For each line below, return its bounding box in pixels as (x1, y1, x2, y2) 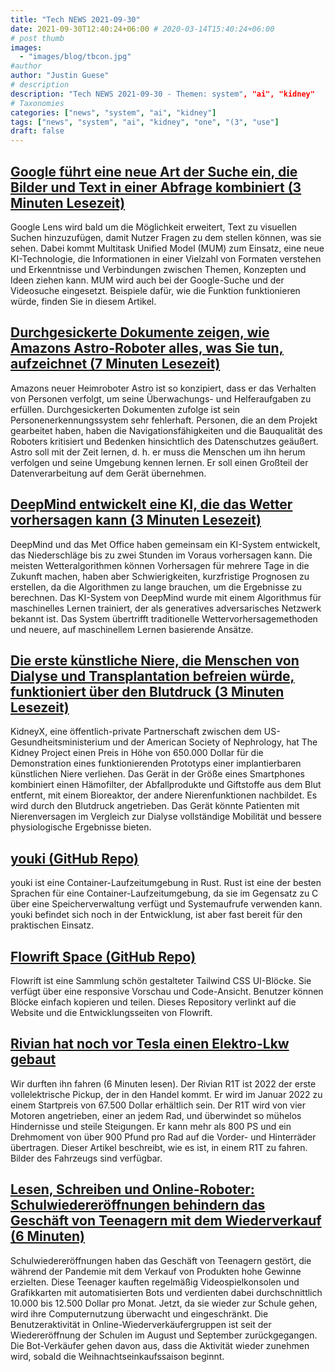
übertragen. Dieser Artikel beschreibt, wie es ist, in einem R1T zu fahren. (10, 1141, 308, 1153)
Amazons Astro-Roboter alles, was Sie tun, (10, 340, 284, 357)
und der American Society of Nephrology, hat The (112, 736, 318, 748)
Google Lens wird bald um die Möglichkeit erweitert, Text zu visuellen (10, 221, 297, 233)
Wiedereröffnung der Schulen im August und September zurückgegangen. (10, 1329, 318, 1341)
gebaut (10, 1051, 57, 1068)
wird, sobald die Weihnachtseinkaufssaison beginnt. (10, 1350, 225, 1362)
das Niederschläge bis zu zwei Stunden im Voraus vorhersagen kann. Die (10, 549, 313, 561)
